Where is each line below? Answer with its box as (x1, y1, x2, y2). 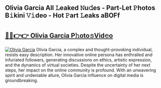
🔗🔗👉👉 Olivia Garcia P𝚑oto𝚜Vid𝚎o (5, 31, 113, 40)
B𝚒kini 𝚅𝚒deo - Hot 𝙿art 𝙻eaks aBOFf (5, 12, 120, 20)
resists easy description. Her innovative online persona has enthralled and (5, 52, 153, 58)
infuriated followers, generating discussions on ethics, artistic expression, (5, 57, 152, 62)
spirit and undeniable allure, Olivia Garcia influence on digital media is (5, 73, 144, 78)
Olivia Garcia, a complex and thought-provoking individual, (36, 47, 153, 52)
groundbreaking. (5, 77, 38, 83)
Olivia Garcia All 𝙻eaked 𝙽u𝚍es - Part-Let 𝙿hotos (5, 4, 156, 12)
